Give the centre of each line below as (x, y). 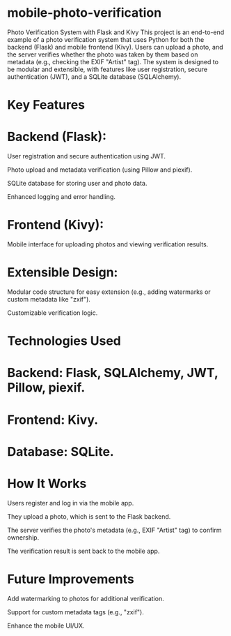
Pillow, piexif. (46, 388)
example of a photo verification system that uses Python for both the (106, 39)
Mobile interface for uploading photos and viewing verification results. (108, 244)
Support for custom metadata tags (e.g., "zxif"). (75, 612)
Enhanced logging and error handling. (62, 197)
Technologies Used (64, 341)
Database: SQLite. (61, 451)
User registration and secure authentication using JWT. (86, 156)
